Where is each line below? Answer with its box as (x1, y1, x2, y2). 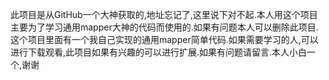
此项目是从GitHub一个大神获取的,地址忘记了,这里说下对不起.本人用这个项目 (10, 9, 318, 20)
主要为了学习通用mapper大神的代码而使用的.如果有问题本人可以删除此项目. (10, 21, 319, 33)
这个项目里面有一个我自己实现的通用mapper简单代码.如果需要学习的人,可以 (10, 34, 319, 45)
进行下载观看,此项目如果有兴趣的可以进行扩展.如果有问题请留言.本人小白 (10, 46, 308, 58)
